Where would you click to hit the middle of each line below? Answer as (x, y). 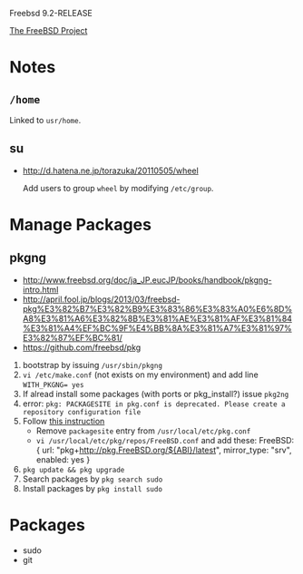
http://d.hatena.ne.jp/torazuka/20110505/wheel (111, 170)
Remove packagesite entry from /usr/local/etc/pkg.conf (143, 431)
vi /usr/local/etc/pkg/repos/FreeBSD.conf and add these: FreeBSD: (165, 440)
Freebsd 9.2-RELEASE (51, 13)
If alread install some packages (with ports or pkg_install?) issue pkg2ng (156, 394)
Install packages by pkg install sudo (93, 488)
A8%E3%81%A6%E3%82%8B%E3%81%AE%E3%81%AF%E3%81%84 (157, 318)
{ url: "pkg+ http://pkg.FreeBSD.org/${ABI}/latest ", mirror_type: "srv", (164, 450)
